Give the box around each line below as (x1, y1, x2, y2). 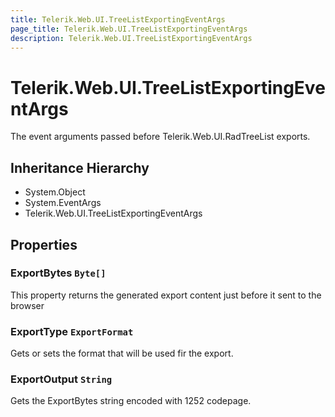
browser (10, 299, 45, 311)
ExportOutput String (10, 372, 113, 386)
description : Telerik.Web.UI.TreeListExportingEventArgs (10, 33, 253, 43)
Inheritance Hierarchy (10, 159, 150, 176)
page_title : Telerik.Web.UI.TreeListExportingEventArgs (10, 24, 248, 34)
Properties (10, 236, 78, 253)
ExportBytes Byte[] (10, 266, 107, 280)
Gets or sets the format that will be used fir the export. (10, 347, 234, 360)
